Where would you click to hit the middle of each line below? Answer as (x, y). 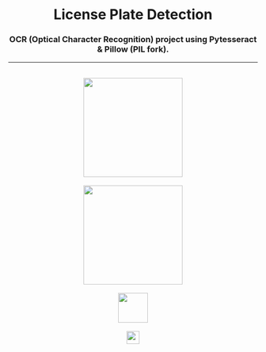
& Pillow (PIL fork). (133, 49)
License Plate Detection (133, 15)
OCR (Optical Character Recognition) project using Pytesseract (133, 40)
